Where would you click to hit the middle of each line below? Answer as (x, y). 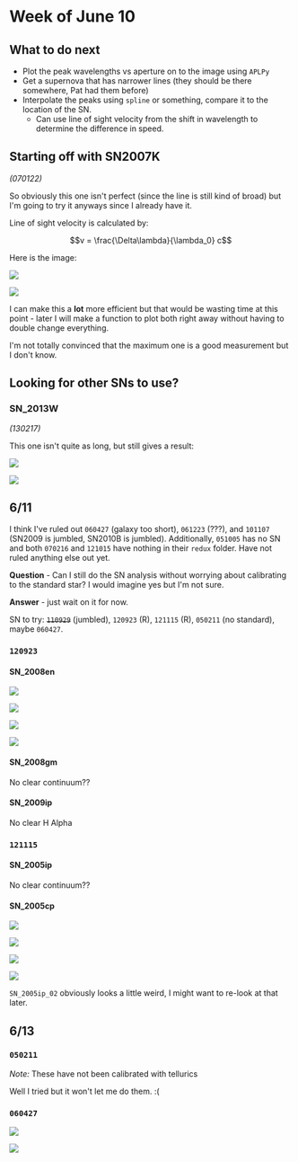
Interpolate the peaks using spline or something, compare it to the (145, 100)
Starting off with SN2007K (85, 157)
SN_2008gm (34, 762)
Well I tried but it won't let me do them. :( (84, 1091)
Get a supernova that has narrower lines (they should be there (137, 81)
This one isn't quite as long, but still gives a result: (102, 446)
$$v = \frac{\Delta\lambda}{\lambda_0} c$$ (151, 240)
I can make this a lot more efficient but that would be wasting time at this (144, 308)
